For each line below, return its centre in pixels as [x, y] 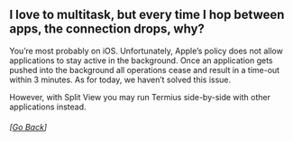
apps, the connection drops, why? [107, 29]
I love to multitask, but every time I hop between [147, 15]
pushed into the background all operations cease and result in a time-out [145, 70]
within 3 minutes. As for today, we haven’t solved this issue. [120, 80]
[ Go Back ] [28, 127]
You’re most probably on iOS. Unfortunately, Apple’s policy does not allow [146, 51]
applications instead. [48, 107]
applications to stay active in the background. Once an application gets [141, 60]
